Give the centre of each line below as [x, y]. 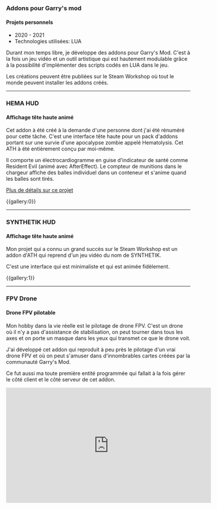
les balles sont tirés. [30, 179]
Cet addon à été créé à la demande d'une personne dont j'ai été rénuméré [95, 130]
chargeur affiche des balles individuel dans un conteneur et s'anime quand [96, 173]
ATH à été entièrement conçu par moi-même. [61, 149]
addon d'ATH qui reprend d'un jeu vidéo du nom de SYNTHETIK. [84, 255]
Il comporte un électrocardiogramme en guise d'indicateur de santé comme [97, 160]
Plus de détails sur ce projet [40, 190]
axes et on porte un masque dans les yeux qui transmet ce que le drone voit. [98, 338]
